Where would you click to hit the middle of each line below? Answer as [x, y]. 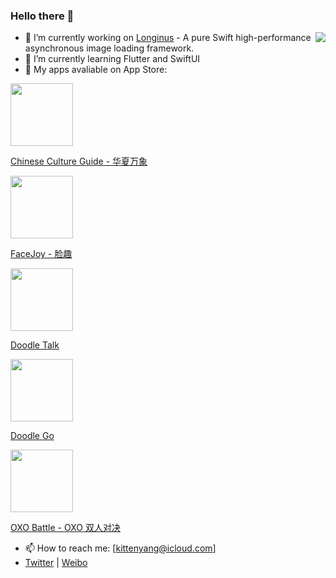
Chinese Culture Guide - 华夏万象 [79, 161]
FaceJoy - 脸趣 [41, 254]
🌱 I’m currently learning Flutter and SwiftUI [112, 59]
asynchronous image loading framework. [109, 48]
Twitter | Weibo [56, 563]
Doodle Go [32, 436]
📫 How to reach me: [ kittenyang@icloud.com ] [120, 548]
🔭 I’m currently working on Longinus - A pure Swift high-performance [168, 38]
